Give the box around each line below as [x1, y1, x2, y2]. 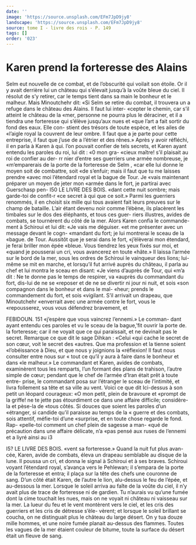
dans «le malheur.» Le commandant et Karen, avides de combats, [6, 359, 164, 366]
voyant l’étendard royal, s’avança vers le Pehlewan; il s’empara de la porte [6, 464, 184, 471]
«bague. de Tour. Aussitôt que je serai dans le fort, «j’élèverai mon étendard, [6, 235, 190, 243]
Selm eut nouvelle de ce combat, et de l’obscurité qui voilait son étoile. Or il [6, 80, 187, 87]
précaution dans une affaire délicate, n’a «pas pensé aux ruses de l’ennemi [6, 427, 186, 434]
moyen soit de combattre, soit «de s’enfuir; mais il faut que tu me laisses [6, 167, 180, 174]
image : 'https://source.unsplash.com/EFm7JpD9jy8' [6, 14, 132, 20]
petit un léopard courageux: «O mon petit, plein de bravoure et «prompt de [6, 390, 186, 397]
